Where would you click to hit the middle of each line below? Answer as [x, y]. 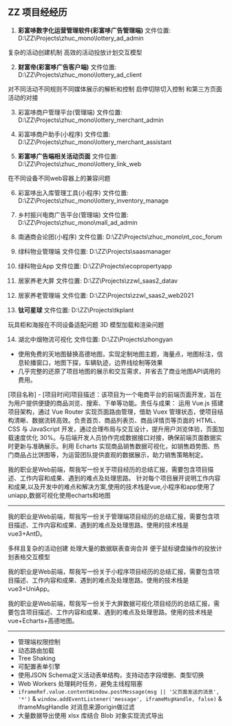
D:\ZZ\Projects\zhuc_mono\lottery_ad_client [80, 74]
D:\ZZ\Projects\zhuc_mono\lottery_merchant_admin [91, 120]
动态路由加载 [36, 650]
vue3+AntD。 [27, 534]
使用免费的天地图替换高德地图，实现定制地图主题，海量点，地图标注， [117, 354]
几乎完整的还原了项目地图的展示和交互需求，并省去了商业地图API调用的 [119, 371]
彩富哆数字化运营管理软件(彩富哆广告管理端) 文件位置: [94, 30]
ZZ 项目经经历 [38, 12]
